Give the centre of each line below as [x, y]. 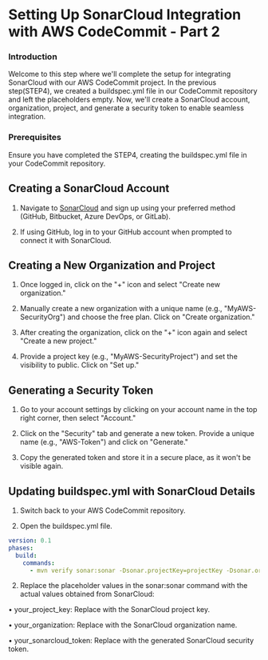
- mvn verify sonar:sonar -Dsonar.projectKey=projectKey [126, 570]
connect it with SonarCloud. [65, 240]
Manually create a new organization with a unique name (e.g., [121, 309]
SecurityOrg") [43, 317]
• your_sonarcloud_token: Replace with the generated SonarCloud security [131, 641]
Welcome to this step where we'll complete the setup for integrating [120, 74]
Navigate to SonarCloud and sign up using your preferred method [128, 208]
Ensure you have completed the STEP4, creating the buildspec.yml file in [128, 154]
